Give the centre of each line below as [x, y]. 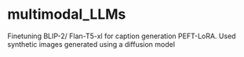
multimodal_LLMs [67, 14]
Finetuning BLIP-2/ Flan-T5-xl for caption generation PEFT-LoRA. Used [122, 36]
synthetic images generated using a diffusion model [91, 44]
